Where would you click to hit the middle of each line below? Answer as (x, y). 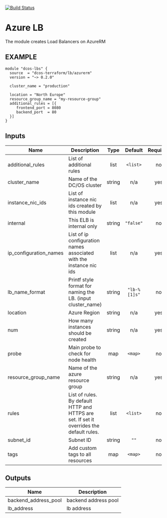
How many (81, 321)
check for (80, 353)
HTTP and (80, 407)
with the (78, 259)
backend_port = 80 (36, 112)
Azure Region (84, 312)
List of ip (78, 234)
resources (80, 460)
